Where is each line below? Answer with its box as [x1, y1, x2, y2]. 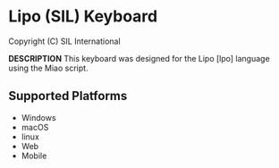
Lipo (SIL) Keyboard [8, 6, 158, 27]
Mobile [21, 150, 47, 161]
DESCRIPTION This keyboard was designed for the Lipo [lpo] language [8, 53, 270, 63]
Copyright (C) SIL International [8, 36, 122, 46]
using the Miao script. [8, 63, 89, 73]
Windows [21, 112, 56, 122]
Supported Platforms [8, 88, 128, 104]
